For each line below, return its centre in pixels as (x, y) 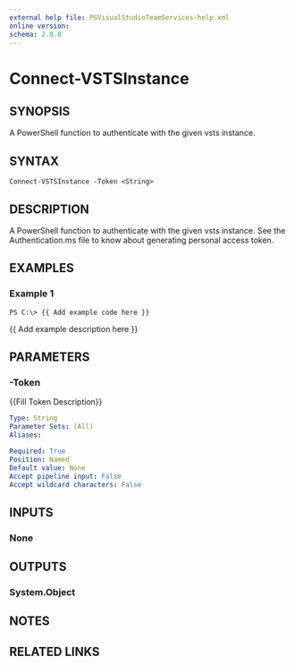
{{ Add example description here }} (74, 328)
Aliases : (25, 435)
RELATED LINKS (55, 651)
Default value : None (48, 468)
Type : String (34, 418)
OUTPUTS (38, 567)
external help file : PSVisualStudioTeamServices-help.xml (119, 17)
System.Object (42, 592)
